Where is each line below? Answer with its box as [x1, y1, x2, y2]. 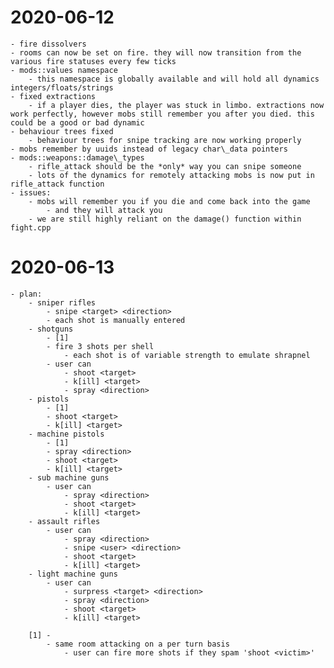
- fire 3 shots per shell [46, 341, 155, 351]
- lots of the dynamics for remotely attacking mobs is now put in [28, 170, 315, 180]
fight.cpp [10, 222, 52, 233]
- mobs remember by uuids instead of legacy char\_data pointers [10, 144, 288, 154]
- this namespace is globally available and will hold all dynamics [28, 74, 320, 84]
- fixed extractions [10, 91, 97, 101]
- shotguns [28, 324, 74, 334]
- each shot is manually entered [46, 315, 186, 325]
